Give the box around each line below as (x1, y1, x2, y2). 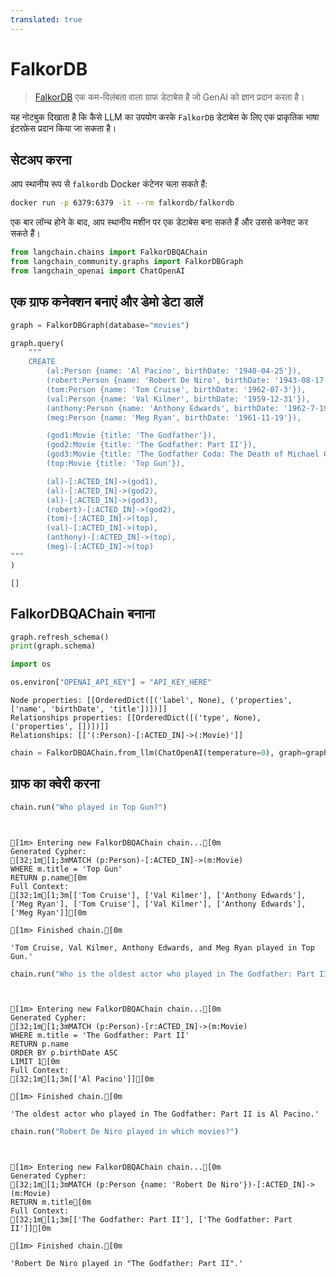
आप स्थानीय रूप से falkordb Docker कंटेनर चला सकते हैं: (10, 178, 208, 190)
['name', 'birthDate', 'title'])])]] (10, 704, 168, 714)
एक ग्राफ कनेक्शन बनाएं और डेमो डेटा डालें (10, 294, 203, 311)
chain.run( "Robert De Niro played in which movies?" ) (10, 1127, 240, 1137)
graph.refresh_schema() (10, 632, 110, 642)
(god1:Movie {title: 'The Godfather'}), (46, 431, 217, 441)
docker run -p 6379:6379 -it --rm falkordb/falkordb (10, 198, 235, 208)
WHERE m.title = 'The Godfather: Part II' (10, 1031, 190, 1041)
